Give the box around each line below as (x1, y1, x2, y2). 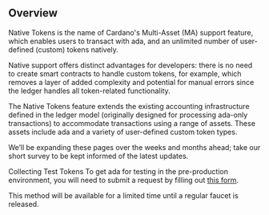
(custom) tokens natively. (35, 44, 118, 55)
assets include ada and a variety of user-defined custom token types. (8, 127, 238, 136)
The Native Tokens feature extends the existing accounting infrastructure (8, 101, 250, 111)
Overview (8, 6, 58, 20)
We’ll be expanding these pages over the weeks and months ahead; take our (8, 142, 261, 152)
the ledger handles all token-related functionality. (8, 86, 171, 95)
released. (8, 199, 39, 209)
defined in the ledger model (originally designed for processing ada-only (8, 110, 248, 120)
